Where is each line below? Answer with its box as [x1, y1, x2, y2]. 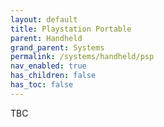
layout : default [10, 14, 78, 25]
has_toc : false [10, 80, 74, 90]
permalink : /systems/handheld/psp [10, 52, 155, 62]
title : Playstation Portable [10, 24, 132, 34]
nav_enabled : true [10, 61, 87, 71]
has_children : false [10, 71, 97, 81]
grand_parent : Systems [10, 42, 105, 53]
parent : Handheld [10, 33, 83, 43]
